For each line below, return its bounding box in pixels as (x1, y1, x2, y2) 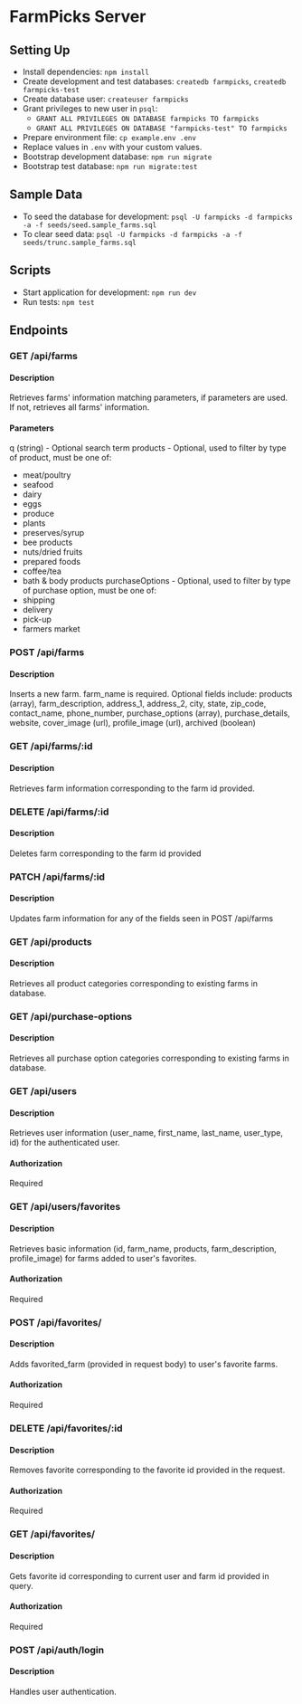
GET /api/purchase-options (9, 1010, 133, 1023)
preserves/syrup (22, 528, 85, 538)
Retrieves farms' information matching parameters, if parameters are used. (9, 392, 288, 404)
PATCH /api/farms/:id (9, 871, 106, 883)
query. (9, 1580, 33, 1591)
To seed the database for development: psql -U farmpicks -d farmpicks (22, 211, 294, 222)
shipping (22, 595, 56, 605)
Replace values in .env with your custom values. (22, 142, 203, 152)
